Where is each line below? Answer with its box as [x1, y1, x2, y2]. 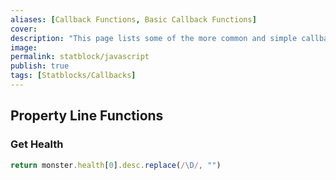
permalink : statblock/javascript [10, 52, 150, 62]
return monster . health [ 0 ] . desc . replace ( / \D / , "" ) [10, 160, 222, 170]
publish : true [10, 61, 70, 71]
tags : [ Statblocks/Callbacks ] [10, 71, 137, 81]
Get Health [10, 137, 64, 151]
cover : [10, 24, 38, 34]
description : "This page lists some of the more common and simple [10, 33, 298, 43]
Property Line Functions [10, 107, 164, 125]
